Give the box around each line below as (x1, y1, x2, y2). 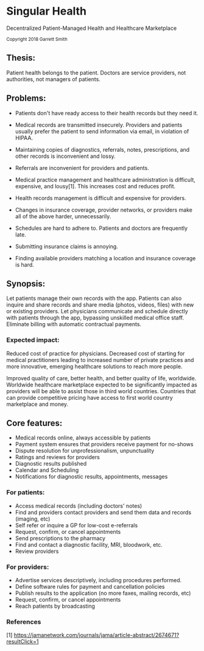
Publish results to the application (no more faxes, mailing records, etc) (15, 589, 191, 597)
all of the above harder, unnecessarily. (15, 212, 111, 220)
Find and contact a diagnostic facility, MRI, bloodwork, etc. (15, 541, 163, 548)
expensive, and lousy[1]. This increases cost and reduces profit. (15, 182, 176, 190)
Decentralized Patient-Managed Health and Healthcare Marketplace (6, 24, 177, 32)
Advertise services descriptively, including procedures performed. (15, 577, 182, 584)
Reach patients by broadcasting (15, 602, 96, 610)
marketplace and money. (6, 400, 69, 408)
